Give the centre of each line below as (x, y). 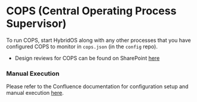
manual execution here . (35, 93)
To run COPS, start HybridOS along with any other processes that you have (98, 40)
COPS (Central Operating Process (91, 11)
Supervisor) (36, 24)
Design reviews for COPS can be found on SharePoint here (87, 58)
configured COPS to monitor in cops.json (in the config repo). (82, 47)
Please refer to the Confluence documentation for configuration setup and (98, 86)
